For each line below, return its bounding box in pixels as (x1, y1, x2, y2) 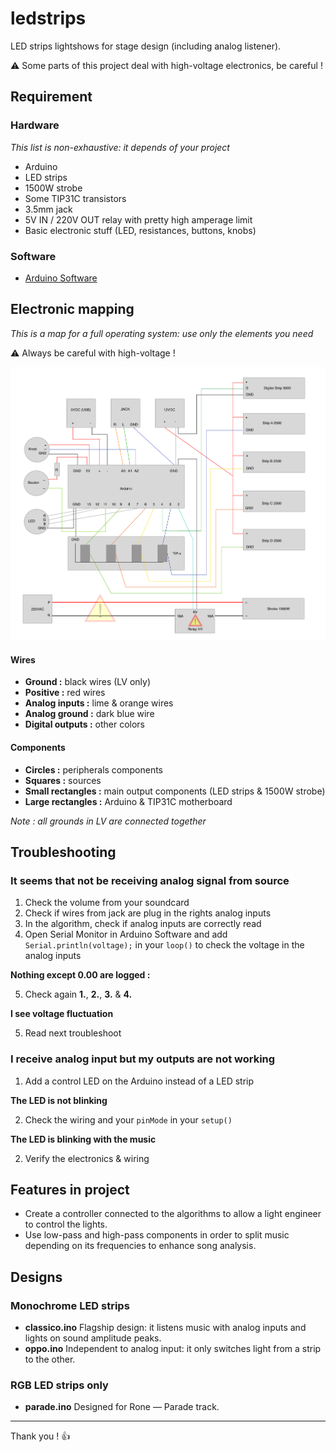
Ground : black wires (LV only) (24, 676, 152, 688)
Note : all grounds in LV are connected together (10, 815, 207, 827)
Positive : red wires (24, 687, 106, 699)
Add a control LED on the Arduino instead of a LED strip (24, 1075, 255, 1087)
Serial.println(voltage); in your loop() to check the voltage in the (24, 939, 305, 951)
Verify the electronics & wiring (24, 1152, 150, 1164)
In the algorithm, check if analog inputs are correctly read (24, 918, 262, 930)
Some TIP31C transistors (24, 192, 127, 204)
